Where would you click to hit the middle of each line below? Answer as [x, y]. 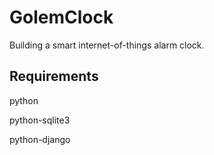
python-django [40, 139]
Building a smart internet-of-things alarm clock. [107, 45]
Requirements [54, 76]
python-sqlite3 [40, 120]
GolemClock [61, 17]
